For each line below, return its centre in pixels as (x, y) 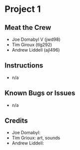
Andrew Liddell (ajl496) (36, 50)
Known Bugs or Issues (40, 93)
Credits (16, 121)
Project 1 (23, 9)
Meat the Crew (28, 28)
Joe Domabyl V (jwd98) (36, 39)
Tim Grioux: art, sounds (36, 138)
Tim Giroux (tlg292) (32, 45)
